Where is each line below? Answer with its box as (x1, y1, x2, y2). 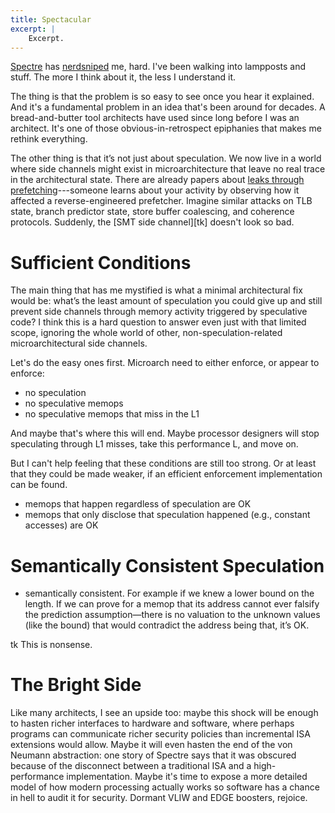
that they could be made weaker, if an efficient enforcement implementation (10, 468, 323, 480)
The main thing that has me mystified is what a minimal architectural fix (10, 284, 303, 296)
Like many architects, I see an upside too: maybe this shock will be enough (10, 707, 319, 719)
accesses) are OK (24, 519, 99, 531)
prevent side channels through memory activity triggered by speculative (10, 306, 308, 318)
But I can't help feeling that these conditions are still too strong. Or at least (10, 457, 317, 470)
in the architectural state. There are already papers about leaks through (10, 174, 305, 186)
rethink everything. (10, 133, 88, 145)
